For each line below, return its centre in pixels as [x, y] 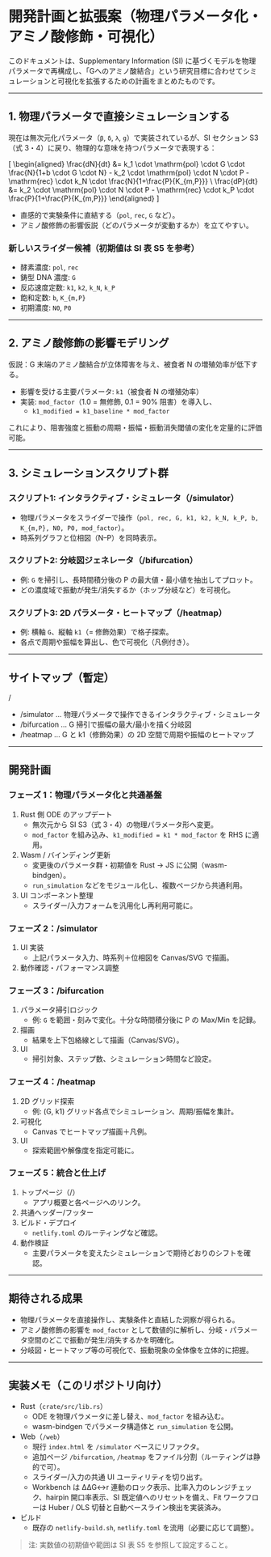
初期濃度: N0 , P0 [46, 308]
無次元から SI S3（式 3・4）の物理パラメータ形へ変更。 [125, 824]
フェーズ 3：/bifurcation [56, 991]
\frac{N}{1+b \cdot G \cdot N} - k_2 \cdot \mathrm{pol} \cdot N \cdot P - [129, 172]
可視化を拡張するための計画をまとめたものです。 [139, 81]
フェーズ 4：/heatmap [52, 1082]
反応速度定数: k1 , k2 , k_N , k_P [67, 287]
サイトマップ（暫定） [61, 678]
